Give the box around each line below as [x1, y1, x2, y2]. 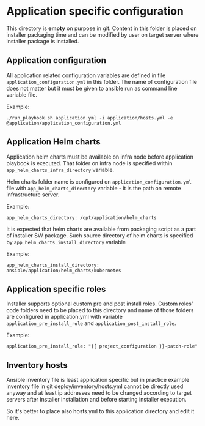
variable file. [6, 91, 38, 99]
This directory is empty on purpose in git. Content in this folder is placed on [6, 24, 197, 32]
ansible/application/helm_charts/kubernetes [6, 267, 121, 274]
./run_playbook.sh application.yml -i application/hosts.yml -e [6, 114, 173, 121]
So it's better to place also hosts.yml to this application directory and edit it [6, 408, 195, 415]
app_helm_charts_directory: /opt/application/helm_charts [6, 214, 157, 221]
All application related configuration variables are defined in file [6, 72, 166, 79]
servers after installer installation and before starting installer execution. [6, 396, 187, 403]
